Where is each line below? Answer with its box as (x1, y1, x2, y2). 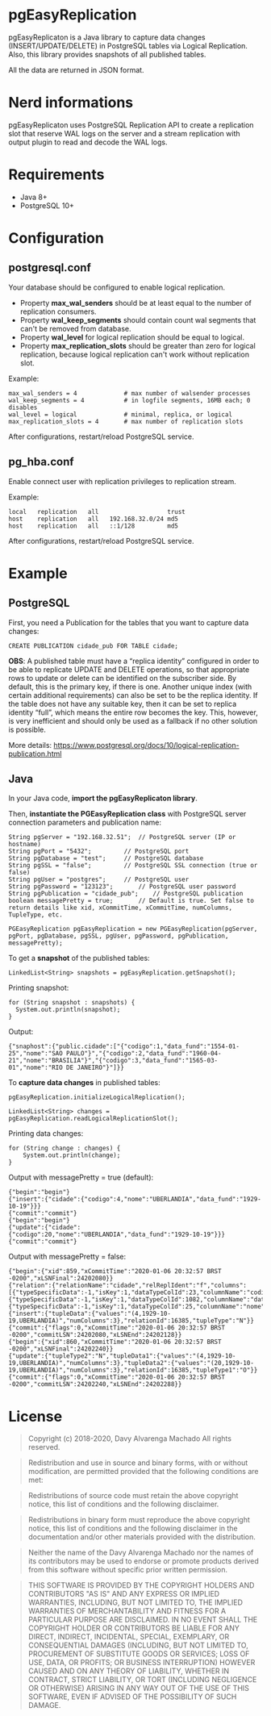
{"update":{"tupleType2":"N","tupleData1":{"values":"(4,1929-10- (8, 1352, 236, 1360)
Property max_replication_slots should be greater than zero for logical (19, 340, 256, 350)
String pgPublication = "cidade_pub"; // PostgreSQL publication (8, 890, 244, 898)
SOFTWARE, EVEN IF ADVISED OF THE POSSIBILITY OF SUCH (27, 1692, 237, 1701)
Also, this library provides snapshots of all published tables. (8, 49, 206, 59)
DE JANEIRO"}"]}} (65, 1063, 125, 1072)
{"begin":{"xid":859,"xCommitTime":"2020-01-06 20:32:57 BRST (8, 1267, 222, 1276)
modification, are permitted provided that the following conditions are (27, 1467, 259, 1476)
